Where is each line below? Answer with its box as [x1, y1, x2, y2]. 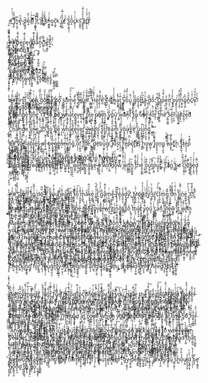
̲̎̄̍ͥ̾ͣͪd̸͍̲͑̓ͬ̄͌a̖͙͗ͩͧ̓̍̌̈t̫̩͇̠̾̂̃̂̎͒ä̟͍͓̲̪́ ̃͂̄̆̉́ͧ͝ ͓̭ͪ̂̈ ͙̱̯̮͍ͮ [9, 118, 25, 125]
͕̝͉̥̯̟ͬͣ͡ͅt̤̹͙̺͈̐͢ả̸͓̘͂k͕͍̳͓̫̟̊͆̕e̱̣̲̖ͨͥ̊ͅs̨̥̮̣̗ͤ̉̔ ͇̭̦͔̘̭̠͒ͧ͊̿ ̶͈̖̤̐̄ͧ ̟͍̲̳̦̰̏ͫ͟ [9, 147, 27, 154]
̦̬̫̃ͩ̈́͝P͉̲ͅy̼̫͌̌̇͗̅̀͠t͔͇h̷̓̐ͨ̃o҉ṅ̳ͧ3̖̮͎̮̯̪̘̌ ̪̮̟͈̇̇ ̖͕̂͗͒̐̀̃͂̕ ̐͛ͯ [9, 46, 34, 53]
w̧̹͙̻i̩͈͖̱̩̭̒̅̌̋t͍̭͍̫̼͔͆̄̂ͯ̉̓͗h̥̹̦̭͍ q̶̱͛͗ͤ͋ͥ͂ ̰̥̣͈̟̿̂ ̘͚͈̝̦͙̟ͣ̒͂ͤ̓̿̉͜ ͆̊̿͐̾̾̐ [9, 169, 29, 176]
